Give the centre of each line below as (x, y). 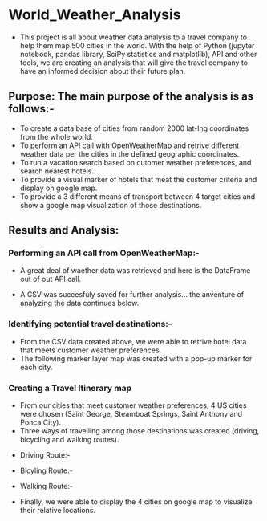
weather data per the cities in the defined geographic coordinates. (129, 153)
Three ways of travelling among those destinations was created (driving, (140, 431)
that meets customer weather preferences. (91, 350)
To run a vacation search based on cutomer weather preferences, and (136, 162)
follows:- (31, 109)
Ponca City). (40, 422)
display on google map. (59, 188)
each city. (36, 367)
